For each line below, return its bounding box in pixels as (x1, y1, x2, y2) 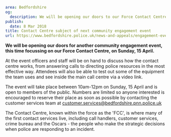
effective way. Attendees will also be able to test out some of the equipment (5, 69, 164, 75)
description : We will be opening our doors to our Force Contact (10, 14, 152, 19)
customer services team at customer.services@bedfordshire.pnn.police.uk (5, 100, 162, 106)
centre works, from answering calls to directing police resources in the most (5, 63, 165, 69)
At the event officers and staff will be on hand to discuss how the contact (5, 58, 159, 64)
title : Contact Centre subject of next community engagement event (5, 29, 152, 34)
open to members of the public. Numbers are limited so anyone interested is (5, 89, 165, 95)
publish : (5, 19, 24, 24)
